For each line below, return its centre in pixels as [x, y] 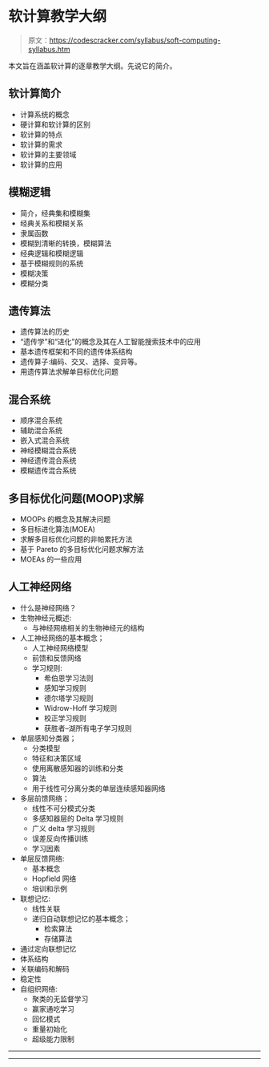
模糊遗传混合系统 [48, 471]
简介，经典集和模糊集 [55, 213]
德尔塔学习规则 [68, 698]
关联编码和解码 [44, 968]
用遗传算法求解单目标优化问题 [69, 372]
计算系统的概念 [44, 114]
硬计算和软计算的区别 [55, 124]
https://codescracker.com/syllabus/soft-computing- [135, 40]
